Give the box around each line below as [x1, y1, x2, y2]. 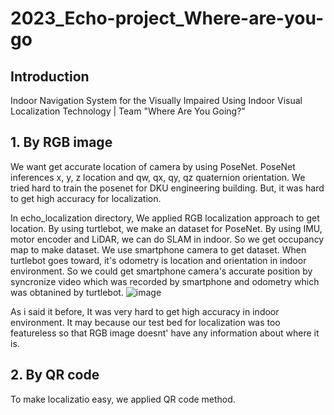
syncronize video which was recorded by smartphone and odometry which [10, 275, 320, 287]
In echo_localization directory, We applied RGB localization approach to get [10, 212, 320, 224]
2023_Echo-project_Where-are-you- [10, 7, 324, 30]
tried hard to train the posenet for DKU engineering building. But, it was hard [10, 182, 325, 194]
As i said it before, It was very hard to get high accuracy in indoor [10, 305, 280, 317]
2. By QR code [10, 367, 100, 384]
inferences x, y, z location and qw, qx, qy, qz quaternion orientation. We [10, 171, 306, 183]
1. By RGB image [10, 134, 113, 151]
